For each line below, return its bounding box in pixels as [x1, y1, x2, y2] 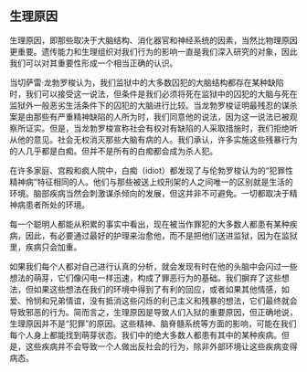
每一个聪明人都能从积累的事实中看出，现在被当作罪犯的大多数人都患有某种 [9, 218, 290, 229]
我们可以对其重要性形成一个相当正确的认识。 [9, 58, 178, 69]
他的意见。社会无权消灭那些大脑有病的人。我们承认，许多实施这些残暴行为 [16, 133, 298, 144]
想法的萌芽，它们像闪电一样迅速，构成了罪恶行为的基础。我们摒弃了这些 [9, 272, 281, 283]
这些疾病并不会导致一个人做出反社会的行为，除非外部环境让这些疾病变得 [25, 341, 298, 352]
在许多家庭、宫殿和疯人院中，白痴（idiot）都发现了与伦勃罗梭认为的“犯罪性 [9, 165, 294, 175]
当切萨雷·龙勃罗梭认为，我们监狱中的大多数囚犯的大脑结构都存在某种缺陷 [9, 77, 285, 88]
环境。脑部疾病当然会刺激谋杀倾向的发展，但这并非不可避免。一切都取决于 [9, 187, 290, 198]
